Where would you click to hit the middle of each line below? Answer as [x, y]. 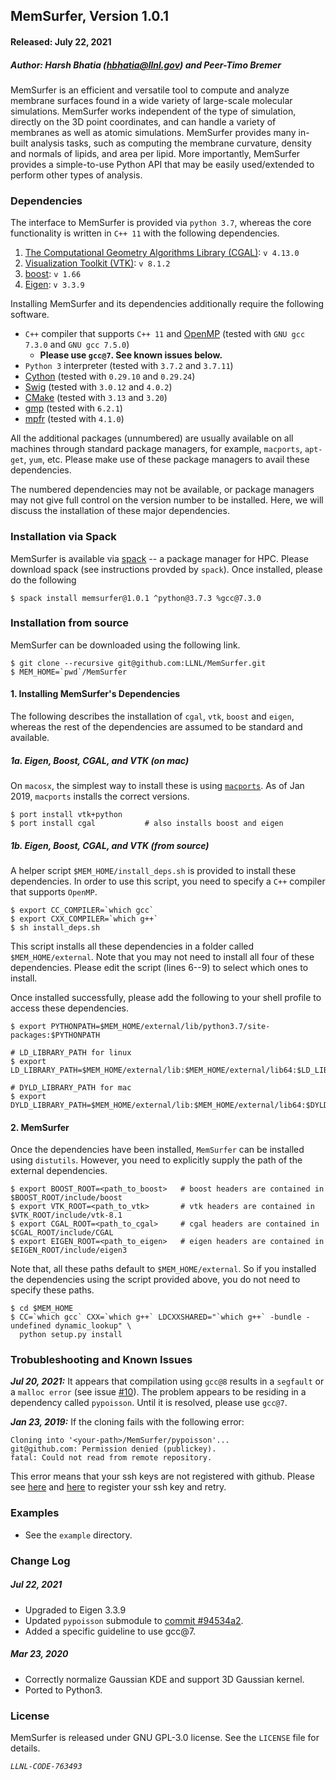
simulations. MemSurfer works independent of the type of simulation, [153, 111]
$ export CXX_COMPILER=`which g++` [84, 919]
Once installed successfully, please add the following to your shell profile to [166, 997]
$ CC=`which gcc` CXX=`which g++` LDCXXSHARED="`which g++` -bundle [156, 1317]
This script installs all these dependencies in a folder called [132, 946]
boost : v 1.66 [53, 274]
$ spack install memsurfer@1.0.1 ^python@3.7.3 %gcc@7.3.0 [136, 598]
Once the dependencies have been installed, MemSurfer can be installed [157, 1150]
